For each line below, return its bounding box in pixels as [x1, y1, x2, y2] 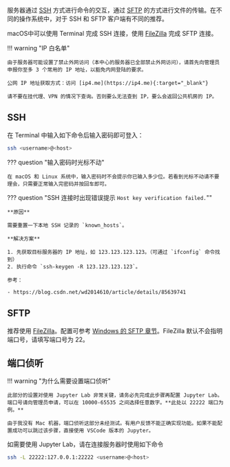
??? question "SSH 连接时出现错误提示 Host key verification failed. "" [7, 193, 212, 201]
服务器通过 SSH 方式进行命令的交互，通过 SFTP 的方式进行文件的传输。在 [7, 6, 217, 14]
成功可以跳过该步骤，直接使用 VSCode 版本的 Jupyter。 [12, 427, 154, 435]
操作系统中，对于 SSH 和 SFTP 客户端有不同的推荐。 [19, 14, 169, 23]
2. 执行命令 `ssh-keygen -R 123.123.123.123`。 [7, 263, 141, 270]
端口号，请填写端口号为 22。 [7, 335, 90, 344]
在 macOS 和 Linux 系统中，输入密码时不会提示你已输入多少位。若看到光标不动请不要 [7, 173, 220, 180]
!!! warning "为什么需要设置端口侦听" [7, 377, 112, 385]
